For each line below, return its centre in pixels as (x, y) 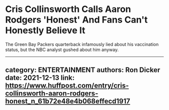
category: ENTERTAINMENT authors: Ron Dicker (83, 70)
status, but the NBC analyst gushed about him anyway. (62, 49)
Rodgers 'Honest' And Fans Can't (76, 20)
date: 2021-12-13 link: (40, 78)
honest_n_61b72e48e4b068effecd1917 (68, 101)
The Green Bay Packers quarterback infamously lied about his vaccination (82, 44)
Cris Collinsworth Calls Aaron (68, 9)
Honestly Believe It (45, 30)
